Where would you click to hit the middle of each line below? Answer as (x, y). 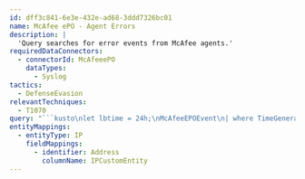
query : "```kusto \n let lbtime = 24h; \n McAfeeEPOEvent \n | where (132, 118)
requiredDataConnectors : (56, 52)
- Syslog (50, 77)
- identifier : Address (76, 152)
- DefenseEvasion (50, 93)
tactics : (26, 85)
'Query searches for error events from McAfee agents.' (125, 43)
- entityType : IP (50, 136)
